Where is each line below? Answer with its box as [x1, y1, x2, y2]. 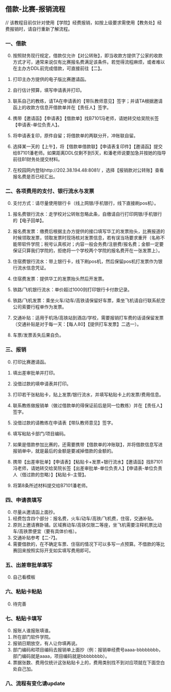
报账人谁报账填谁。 [12, 627, 54, 634]
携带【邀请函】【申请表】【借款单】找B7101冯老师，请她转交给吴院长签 [12, 115, 159, 121]
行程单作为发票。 [30, 304, 67, 310]
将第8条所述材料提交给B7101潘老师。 [12, 482, 90, 488]
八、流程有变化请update [5, 680, 65, 687]
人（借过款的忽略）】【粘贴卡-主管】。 [12, 471, 89, 477]
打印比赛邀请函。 [12, 359, 49, 365]
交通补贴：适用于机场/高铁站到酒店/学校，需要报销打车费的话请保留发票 [12, 314, 164, 321]
